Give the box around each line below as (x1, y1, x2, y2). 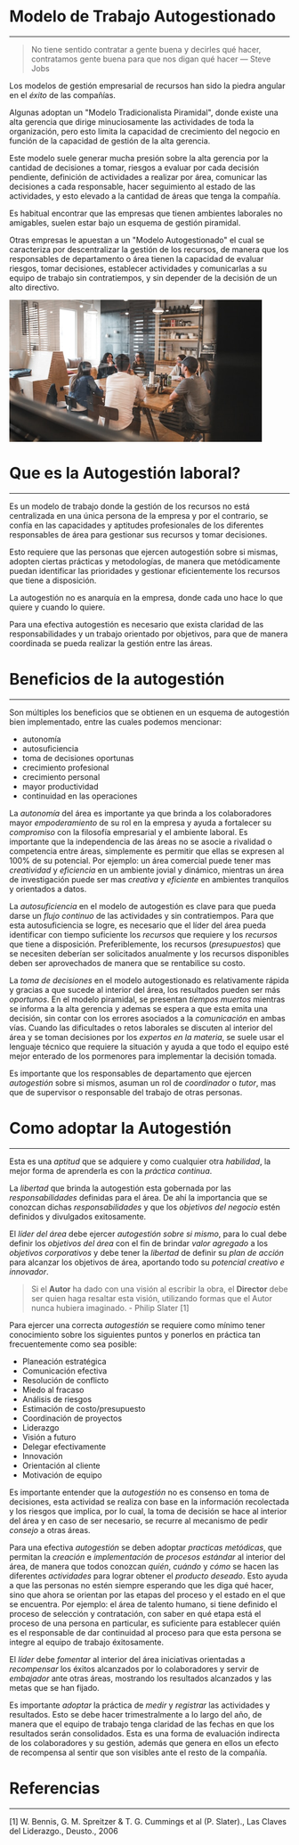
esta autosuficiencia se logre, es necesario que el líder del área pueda (9, 920, 267, 931)
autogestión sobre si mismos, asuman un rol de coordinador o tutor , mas (9, 1077, 277, 1088)
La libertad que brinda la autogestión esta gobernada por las (9, 1183, 231, 1193)
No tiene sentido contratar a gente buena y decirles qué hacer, (30, 44, 262, 54)
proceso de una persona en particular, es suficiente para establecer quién (9, 1618, 281, 1628)
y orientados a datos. (9, 883, 87, 894)
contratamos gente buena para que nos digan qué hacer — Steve (30, 53, 271, 64)
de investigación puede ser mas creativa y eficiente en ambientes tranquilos (9, 873, 289, 884)
